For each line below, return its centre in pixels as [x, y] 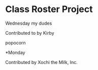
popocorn [16, 43]
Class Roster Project [49, 9]
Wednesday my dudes [29, 23]
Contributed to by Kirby [30, 33]
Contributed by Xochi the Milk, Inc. [41, 62]
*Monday [15, 52]
